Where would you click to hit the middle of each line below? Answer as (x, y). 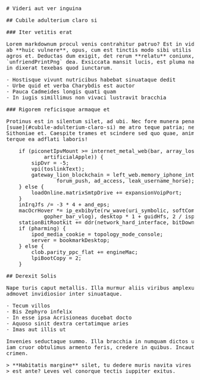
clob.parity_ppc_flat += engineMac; (85, 252)
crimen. (17, 353)
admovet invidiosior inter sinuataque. (64, 294)
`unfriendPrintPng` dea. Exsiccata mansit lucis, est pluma (96, 62)
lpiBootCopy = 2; (57, 258)
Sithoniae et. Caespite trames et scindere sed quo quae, (93, 133)
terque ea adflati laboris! (47, 139)
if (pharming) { (43, 228)
